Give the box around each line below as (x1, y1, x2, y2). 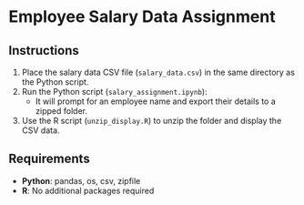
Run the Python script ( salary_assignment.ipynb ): (21, 87, 208, 97)
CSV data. (21, 125, 60, 136)
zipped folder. (35, 106, 88, 116)
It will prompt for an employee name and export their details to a (35, 96, 277, 107)
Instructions (8, 43, 79, 58)
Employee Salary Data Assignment (8, 6, 276, 27)
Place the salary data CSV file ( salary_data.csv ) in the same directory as (21, 67, 295, 77)
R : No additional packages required (21, 185, 155, 196)
